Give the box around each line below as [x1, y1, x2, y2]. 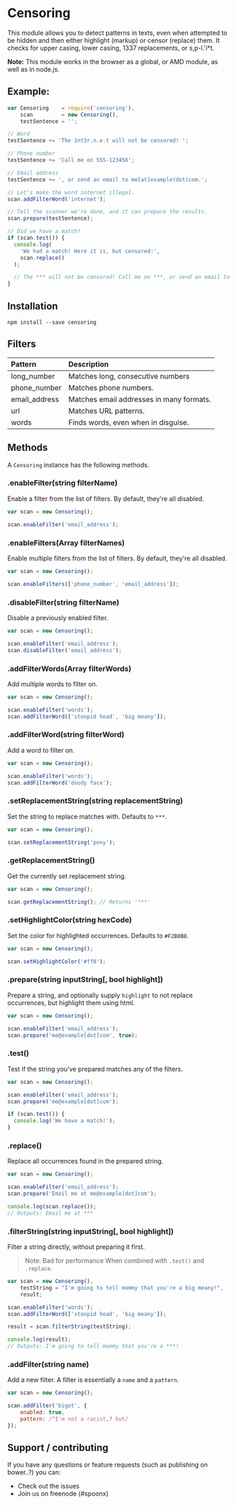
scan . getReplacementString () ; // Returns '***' [7, 898, 151, 905]
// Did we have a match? [7, 228, 81, 235]
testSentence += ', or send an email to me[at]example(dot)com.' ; [7, 176, 208, 183]
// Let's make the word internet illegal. [7, 188, 135, 196]
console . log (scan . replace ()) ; [7, 1203, 97, 1210]
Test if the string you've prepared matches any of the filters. [7, 1065, 183, 1073]
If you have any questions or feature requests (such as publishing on [7, 1460, 208, 1469]
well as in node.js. [7, 65, 60, 73]
